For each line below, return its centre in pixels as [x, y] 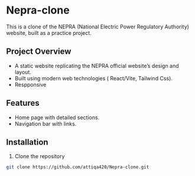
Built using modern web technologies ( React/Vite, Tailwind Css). [94, 78]
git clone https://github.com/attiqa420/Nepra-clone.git [78, 167]
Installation [27, 142]
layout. [23, 72]
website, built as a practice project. [49, 32]
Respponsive [30, 84]
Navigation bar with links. [45, 123]
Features [23, 103]
